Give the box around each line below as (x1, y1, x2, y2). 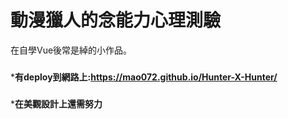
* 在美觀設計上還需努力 (10, 97, 103, 110)
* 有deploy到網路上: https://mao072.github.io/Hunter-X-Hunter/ (10, 71, 278, 83)
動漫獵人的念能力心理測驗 (10, 9, 222, 32)
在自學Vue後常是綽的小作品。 (10, 44, 133, 56)
